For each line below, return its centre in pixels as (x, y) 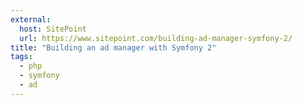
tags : (21, 57)
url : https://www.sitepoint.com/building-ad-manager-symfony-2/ (156, 38)
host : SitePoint (53, 29)
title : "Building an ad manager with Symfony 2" (113, 47)
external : (31, 19)
